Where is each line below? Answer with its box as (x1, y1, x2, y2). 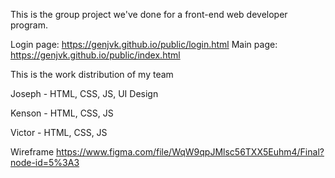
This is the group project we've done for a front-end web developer (10, 9, 288, 20)
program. (10, 19, 49, 31)
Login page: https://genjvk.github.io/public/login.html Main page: (10, 39, 278, 50)
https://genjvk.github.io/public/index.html (10, 49, 181, 61)
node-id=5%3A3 (10, 157, 80, 168)
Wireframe (10, 146, 55, 158)
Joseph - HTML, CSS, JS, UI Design (10, 88, 159, 99)
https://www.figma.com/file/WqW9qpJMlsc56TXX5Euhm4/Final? (56, 146, 325, 158)
